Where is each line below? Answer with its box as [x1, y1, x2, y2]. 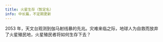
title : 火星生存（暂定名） [5, 7, 54, 12]
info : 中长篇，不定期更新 [5, 12, 51, 16]
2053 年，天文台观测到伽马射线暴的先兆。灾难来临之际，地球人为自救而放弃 [5, 25, 159, 31]
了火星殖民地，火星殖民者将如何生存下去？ [5, 31, 91, 37]
